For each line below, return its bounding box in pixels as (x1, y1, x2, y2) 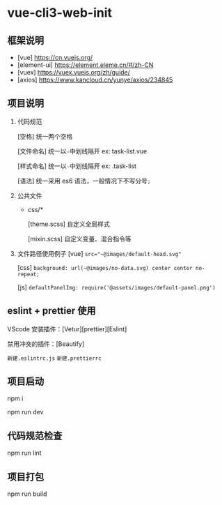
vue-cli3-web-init (7, 5, 113, 21)
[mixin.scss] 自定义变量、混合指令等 (27, 234, 132, 243)
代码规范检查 (7, 430, 63, 442)
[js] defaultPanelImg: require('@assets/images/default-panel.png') (17, 282, 216, 291)
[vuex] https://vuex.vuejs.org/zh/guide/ (17, 68, 131, 76)
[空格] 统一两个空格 (17, 132, 73, 140)
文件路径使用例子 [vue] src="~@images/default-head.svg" (17, 249, 182, 257)
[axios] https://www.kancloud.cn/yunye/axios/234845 (17, 75, 173, 84)
